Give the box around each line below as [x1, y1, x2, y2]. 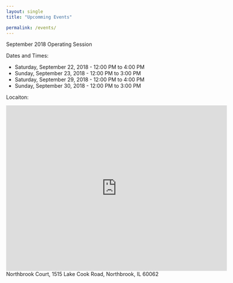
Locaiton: [6, 94, 29, 101]
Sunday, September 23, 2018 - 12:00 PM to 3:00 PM [14, 70, 141, 77]
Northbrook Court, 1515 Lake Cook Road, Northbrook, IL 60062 [6, 271, 159, 278]
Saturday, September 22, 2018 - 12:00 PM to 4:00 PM [14, 64, 145, 71]
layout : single [6, 8, 44, 15]
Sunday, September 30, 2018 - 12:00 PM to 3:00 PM [14, 82, 141, 89]
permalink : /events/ [6, 25, 57, 31]
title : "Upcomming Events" [6, 14, 72, 20]
